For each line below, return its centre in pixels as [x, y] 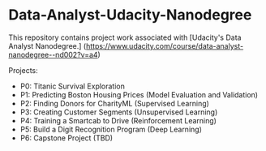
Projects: [23, 70]
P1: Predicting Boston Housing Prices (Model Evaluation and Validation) [139, 94]
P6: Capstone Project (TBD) [66, 138]
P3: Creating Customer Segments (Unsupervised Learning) [119, 112]
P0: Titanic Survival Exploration [73, 86]
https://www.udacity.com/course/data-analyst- [165, 45]
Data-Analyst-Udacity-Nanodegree [130, 15]
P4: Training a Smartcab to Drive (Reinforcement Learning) [118, 120]
